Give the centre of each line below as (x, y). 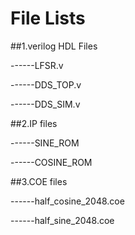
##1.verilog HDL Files (54, 46)
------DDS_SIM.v (45, 104)
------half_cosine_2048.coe (67, 201)
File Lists (48, 18)
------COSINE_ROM (51, 162)
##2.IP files (34, 123)
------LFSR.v (37, 65)
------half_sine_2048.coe (62, 220)
